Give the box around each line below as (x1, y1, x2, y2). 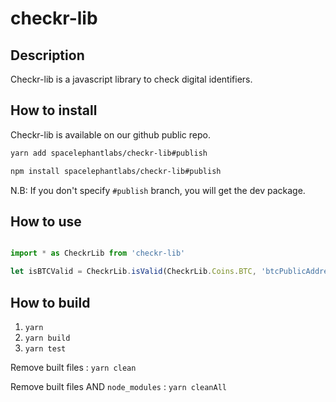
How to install (10, 102, 98, 119)
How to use (10, 213, 82, 230)
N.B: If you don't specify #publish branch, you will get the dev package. (10, 184, 306, 196)
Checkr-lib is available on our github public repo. (10, 128, 211, 141)
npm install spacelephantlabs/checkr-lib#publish (10, 166, 222, 176)
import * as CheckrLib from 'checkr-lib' (10, 248, 186, 259)
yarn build (24, 333, 71, 343)
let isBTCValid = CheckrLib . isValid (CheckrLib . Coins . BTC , (10, 267, 257, 277)
